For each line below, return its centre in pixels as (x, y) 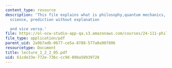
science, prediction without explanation (55, 19)
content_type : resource (31, 10)
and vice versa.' (28, 29)
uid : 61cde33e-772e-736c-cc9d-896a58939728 (52, 57)
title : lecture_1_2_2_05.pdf (36, 52)
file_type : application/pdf (35, 38)
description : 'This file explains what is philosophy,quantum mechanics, (86, 15)
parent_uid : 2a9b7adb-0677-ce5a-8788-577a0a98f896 (60, 43)
